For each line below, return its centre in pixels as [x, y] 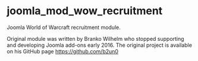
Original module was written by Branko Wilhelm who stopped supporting [95, 38]
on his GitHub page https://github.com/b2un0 [62, 51]
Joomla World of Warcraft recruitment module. [64, 27]
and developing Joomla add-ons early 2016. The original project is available [100, 45]
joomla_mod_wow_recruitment [85, 11]
